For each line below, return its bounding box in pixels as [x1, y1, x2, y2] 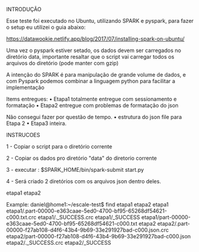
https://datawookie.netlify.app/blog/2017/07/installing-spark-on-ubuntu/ [6, 35, 185, 42]
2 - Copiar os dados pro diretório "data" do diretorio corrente [6, 154, 157, 162]
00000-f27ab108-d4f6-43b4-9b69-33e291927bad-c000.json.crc [6, 226, 169, 233]
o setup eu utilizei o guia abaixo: [6, 24, 86, 31]
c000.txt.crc [6, 214, 37, 221]
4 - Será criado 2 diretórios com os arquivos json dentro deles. [6, 178, 161, 185]
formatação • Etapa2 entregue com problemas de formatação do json [6, 102, 179, 109]
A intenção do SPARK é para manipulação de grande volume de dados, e [6, 71, 186, 78]
